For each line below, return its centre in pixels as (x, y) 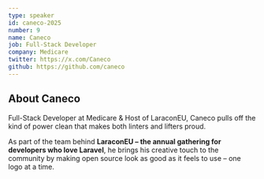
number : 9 (24, 30)
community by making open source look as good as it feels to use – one (125, 158)
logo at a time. (32, 166)
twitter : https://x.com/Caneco (59, 60)
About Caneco (45, 99)
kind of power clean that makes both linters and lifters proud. (107, 126)
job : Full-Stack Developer (52, 45)
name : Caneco (30, 37)
